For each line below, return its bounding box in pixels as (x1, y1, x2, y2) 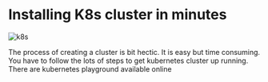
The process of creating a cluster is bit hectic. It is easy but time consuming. (8, 47, 261, 57)
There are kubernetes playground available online (8, 64, 172, 73)
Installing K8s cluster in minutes (8, 6, 227, 24)
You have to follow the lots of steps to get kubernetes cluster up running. (8, 56, 249, 65)
